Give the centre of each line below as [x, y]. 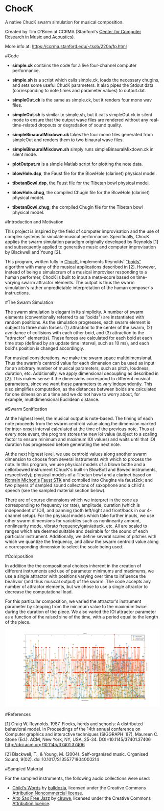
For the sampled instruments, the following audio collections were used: [78, 778]
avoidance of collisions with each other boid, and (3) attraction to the [75, 332]
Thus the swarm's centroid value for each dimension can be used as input [80, 363]
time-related [25, 125]
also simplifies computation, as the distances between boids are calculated [81, 389]
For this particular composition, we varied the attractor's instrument [73, 601]
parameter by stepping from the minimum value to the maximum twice [76, 606]
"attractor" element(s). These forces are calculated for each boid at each [79, 338]
